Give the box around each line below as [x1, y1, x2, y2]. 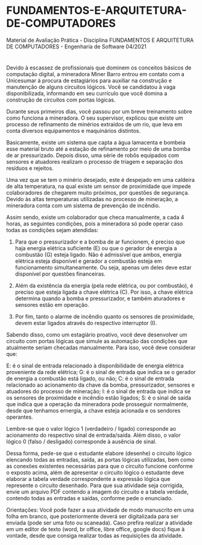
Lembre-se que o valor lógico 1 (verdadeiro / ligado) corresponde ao [6, 425, 177, 433]
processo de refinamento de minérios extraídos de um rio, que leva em [6, 121, 183, 128]
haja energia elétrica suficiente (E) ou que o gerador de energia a [14, 245, 177, 252]
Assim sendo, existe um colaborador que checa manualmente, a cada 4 [6, 214, 185, 221]
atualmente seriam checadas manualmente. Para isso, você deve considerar [6, 344, 196, 351]
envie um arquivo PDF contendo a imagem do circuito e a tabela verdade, [6, 488, 189, 495]
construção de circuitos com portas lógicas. [6, 96, 116, 103]
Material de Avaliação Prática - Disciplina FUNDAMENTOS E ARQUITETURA [6, 36, 194, 44]
